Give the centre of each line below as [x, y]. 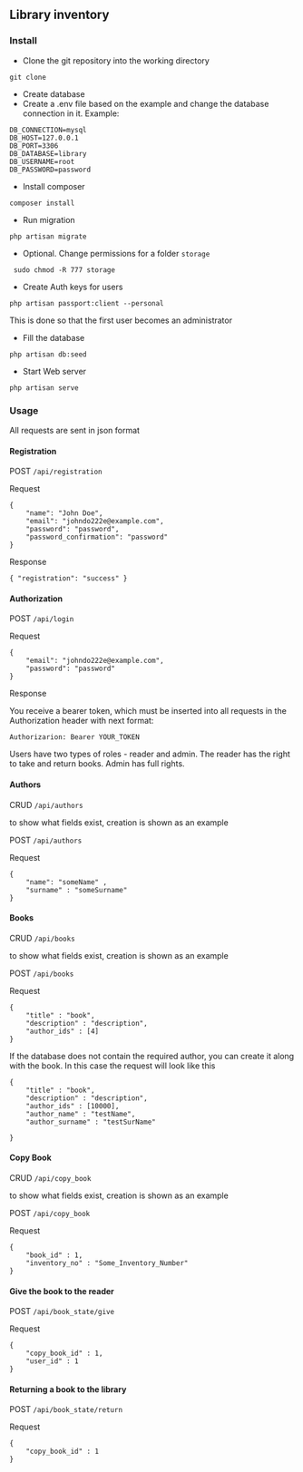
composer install [42, 203]
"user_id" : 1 [52, 1361]
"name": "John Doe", [64, 513]
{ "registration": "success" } [68, 579]
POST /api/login [42, 619]
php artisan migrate [49, 236]
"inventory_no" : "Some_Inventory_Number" [107, 1263]
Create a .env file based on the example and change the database [146, 103]
